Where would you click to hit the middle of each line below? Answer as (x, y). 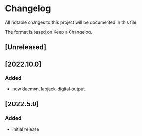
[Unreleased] (26, 47)
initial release (26, 129)
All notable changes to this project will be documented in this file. (71, 22)
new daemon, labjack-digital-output (49, 89)
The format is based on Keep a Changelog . (49, 32)
